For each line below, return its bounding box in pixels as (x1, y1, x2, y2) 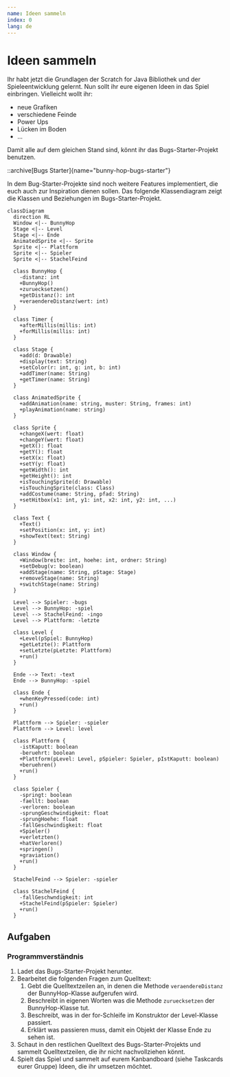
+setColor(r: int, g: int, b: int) (19, 364, 122, 372)
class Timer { (13, 316, 54, 323)
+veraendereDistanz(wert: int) (19, 298, 109, 305)
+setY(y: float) (19, 460, 67, 468)
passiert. (27, 1019, 53, 1026)
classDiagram (7, 208, 45, 215)
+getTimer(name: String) (19, 376, 91, 383)
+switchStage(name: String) (19, 581, 100, 588)
